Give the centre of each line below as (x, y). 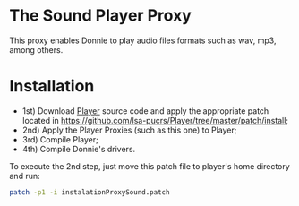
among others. (36, 49)
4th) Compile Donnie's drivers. (79, 149)
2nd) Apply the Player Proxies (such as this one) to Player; (129, 130)
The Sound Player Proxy (101, 16)
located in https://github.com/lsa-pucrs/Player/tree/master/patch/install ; (155, 120)
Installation (52, 86)
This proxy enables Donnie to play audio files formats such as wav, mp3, (143, 40)
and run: (25, 176)
